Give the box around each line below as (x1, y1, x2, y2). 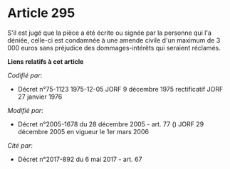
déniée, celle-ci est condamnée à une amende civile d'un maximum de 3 (7, 36, 221, 44)
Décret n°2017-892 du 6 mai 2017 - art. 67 (17, 155, 142, 163)
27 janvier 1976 (17, 92, 63, 101)
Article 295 (7, 5, 75, 21)
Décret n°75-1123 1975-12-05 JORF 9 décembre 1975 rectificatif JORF (17, 84, 224, 93)
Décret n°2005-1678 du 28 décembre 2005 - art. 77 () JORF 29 (17, 119, 204, 129)
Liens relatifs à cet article (7, 57, 84, 65)
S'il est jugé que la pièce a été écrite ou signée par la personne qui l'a (7, 28, 212, 37)
